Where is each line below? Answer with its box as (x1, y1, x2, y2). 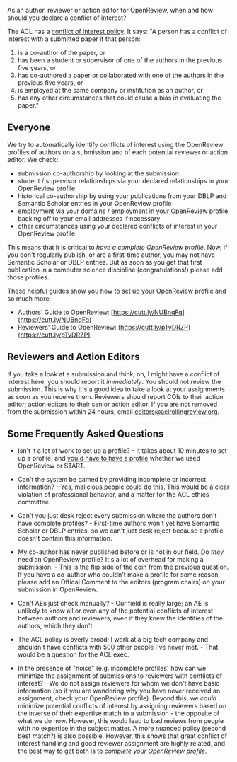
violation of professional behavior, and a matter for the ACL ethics (17, 490, 209, 499)
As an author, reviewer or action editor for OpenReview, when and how (7, 6, 214, 14)
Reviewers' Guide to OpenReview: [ (17, 323, 121, 331)
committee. (17, 498, 51, 507)
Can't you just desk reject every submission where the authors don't (17, 512, 217, 520)
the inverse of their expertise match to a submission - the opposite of (17, 709, 220, 717)
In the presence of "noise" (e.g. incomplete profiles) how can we (17, 664, 207, 673)
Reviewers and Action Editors (7, 351, 140, 363)
